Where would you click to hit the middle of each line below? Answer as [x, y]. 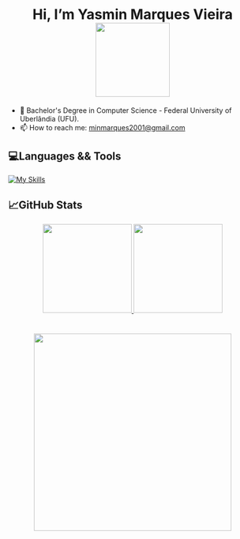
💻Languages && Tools [65, 157]
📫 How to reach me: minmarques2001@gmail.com [102, 127]
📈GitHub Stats [45, 206]
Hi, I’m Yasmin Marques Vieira [133, 15]
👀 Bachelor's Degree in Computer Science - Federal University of [126, 110]
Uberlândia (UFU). [49, 118]
